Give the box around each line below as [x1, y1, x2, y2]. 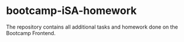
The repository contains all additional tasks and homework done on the [6, 23, 178, 30]
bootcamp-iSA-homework [6, 4, 137, 17]
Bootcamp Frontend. [6, 29, 56, 36]
